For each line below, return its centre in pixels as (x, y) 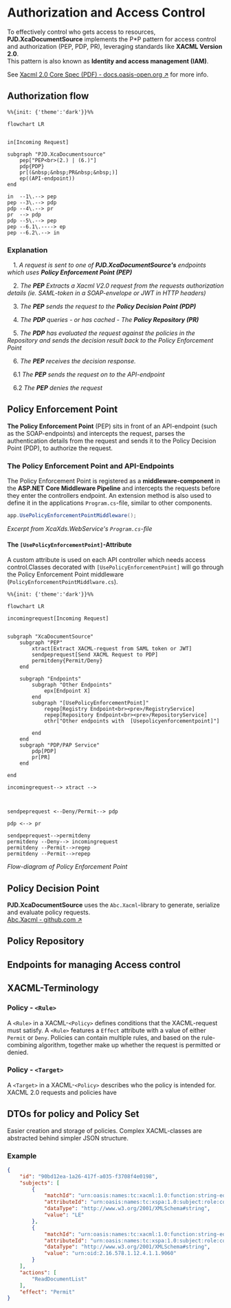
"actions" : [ (38, 1272)
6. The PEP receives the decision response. (75, 361)
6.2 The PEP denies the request (58, 388)
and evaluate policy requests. (49, 912)
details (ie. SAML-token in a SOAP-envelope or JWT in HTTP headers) (107, 293)
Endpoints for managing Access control (94, 964)
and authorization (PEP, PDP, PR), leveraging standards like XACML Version (115, 46)
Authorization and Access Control (106, 13)
